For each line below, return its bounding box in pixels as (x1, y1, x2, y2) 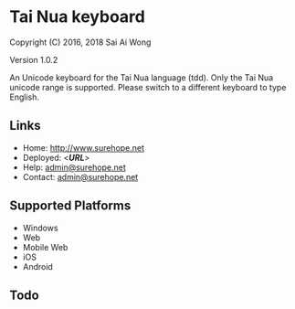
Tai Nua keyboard (9, 6, 146, 27)
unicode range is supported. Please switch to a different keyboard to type (9, 81, 287, 92)
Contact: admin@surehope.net (22, 171, 139, 182)
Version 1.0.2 (9, 54, 58, 65)
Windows (22, 222, 58, 233)
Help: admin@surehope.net (22, 162, 126, 173)
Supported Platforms (9, 198, 132, 214)
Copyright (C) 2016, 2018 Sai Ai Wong (9, 37, 152, 48)
